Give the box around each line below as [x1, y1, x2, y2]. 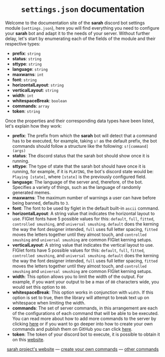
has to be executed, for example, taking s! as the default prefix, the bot [12, 137, 157, 144]
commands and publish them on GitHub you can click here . [12, 326, 133, 332]
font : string [12, 77, 37, 83]
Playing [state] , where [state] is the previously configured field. [12, 174, 147, 179]
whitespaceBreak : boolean [12, 97, 67, 103]
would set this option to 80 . [12, 284, 67, 290]
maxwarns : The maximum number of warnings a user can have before [12, 194, 156, 201]
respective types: [5, 41, 40, 46]
